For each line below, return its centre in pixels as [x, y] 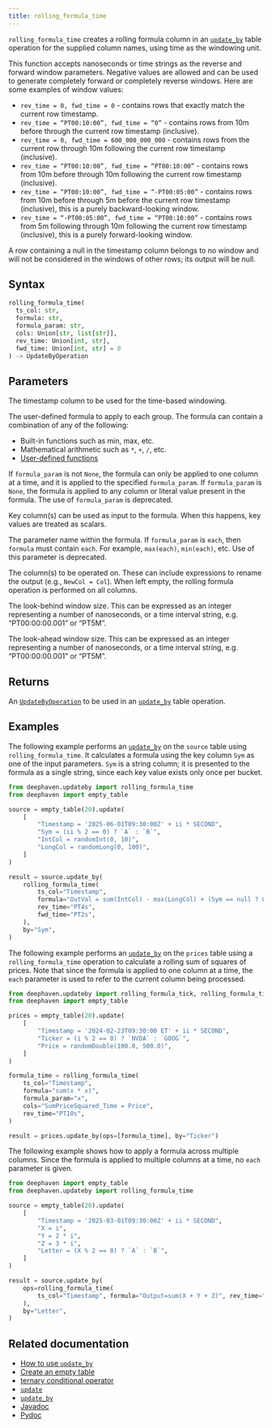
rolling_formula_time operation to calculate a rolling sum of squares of [127, 961]
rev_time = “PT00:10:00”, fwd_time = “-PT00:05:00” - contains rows [136, 191]
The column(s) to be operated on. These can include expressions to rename [135, 573]
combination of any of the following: [68, 425]
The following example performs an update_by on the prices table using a [131, 953]
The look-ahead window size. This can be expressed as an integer [119, 639]
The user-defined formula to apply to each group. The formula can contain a [136, 417]
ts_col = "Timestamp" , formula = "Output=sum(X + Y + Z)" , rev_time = [150, 1296]
